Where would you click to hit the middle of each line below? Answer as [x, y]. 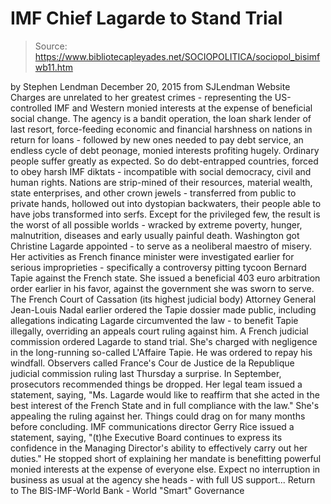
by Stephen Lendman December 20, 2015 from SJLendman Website [150, 86]
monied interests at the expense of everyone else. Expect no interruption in [165, 469]
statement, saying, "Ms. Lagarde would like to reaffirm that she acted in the [165, 394]
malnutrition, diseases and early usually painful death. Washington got [155, 235]
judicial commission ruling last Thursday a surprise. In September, [146, 373]
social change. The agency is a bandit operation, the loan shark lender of [161, 118]
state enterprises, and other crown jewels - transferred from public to [153, 193]
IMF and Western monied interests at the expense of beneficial [183, 108]
